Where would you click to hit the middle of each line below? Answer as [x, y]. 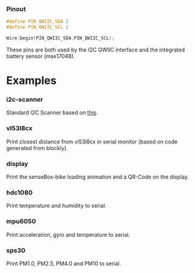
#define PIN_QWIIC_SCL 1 [37, 27]
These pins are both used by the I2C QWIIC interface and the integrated [96, 50]
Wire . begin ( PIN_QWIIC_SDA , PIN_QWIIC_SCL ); [60, 38]
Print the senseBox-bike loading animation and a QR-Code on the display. [97, 177]
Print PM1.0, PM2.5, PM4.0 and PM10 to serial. [64, 263]
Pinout [16, 9]
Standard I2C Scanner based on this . [52, 113]
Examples [31, 81]
